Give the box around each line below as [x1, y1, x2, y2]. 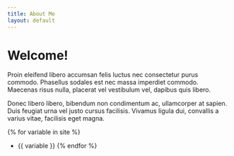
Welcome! [7, 47, 69, 64]
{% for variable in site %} [7, 128, 81, 136]
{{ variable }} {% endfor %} [17, 142, 98, 150]
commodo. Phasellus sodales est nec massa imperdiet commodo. [7, 78, 199, 87]
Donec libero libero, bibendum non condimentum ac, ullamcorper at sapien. [7, 100, 228, 108]
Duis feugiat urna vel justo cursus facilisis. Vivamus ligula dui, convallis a [7, 107, 219, 115]
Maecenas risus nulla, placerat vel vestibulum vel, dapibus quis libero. [7, 85, 211, 94]
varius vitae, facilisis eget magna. [7, 114, 105, 123]
